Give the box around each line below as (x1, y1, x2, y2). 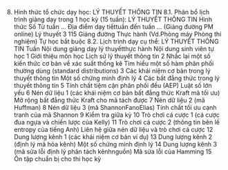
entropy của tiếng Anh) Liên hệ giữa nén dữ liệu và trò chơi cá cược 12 (13, 126, 213, 133)
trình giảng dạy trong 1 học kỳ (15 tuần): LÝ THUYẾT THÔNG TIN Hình (13, 15, 213, 23)
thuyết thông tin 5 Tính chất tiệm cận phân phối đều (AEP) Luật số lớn (13, 82, 212, 89)
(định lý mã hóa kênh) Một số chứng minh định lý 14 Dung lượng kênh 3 (13, 140, 218, 148)
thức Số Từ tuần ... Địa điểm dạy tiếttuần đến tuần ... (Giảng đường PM (13, 23, 214, 30)
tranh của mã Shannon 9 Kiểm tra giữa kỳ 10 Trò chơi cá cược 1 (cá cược (13, 111, 220, 119)
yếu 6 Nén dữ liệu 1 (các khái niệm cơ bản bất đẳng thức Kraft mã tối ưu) (13, 88, 220, 97)
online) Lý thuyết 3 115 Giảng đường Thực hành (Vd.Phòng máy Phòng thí (13, 30, 222, 38)
